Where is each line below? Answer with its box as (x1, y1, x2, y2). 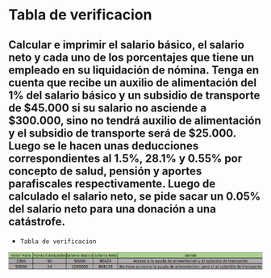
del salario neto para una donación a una (8, 202, 216, 216)
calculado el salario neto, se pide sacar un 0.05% (8, 189, 261, 203)
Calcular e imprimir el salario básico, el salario (8, 38, 244, 52)
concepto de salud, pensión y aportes (8, 164, 202, 178)
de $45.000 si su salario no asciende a (8, 101, 207, 115)
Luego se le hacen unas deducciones (8, 139, 199, 153)
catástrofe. (8, 214, 66, 228)
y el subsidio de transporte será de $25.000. (8, 126, 236, 140)
